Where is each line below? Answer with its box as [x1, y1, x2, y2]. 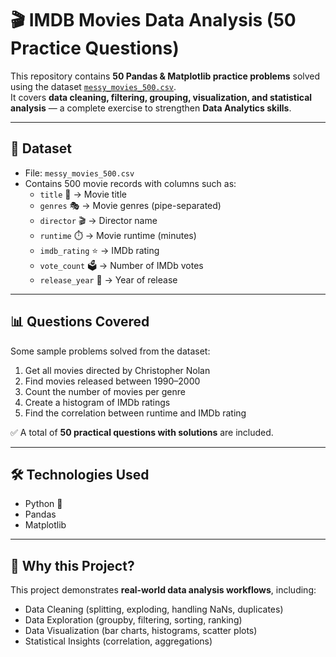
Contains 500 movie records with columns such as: [24, 177, 237, 189]
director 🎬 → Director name [39, 214, 158, 226]
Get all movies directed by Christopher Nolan [24, 364, 211, 376]
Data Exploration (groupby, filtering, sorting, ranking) [24, 614, 243, 626]
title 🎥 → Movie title [39, 188, 127, 200]
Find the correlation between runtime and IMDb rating [24, 407, 247, 419]
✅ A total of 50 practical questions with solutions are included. [10, 426, 274, 438]
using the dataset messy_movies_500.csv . [10, 80, 177, 92]
